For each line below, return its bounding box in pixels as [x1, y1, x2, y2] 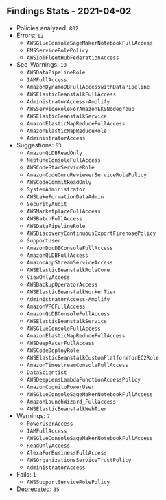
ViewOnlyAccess [26, 273, 70, 281]
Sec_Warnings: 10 [16, 60, 67, 68]
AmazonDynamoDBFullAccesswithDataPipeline [26, 83, 150, 90]
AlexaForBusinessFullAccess [26, 449, 107, 457]
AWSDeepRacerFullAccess [26, 340, 95, 346]
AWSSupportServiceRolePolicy [26, 479, 110, 486]
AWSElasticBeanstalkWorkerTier [26, 289, 117, 295]
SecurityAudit [26, 200, 67, 207]
